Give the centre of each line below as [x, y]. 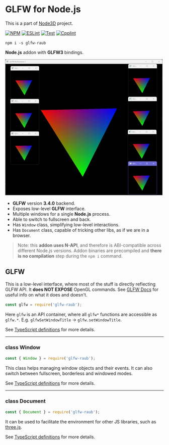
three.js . [14, 427]
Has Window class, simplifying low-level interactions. [66, 225]
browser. [22, 235]
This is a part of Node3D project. [39, 23]
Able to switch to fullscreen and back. [52, 219]
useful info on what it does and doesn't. [46, 294]
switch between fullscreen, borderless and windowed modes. [69, 373]
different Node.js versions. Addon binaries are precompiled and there [90, 251]
